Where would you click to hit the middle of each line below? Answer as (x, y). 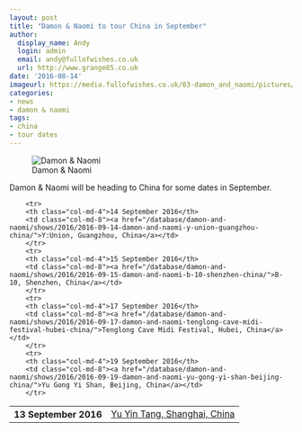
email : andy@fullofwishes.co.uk (78, 59)
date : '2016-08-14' (46, 76)
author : (24, 34)
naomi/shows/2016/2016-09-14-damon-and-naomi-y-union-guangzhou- (134, 227)
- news (22, 101)
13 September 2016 (58, 414)
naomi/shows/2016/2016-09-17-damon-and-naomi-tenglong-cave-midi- (136, 322)
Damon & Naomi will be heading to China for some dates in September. (141, 187)
